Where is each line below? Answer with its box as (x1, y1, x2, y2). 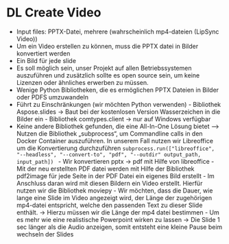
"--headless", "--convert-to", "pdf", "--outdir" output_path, (16, 151, 202, 158)
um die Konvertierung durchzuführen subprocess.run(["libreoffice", (16, 144, 215, 152)
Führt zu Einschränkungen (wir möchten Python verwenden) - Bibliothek (16, 100, 221, 108)
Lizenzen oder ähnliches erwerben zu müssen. (16, 78, 149, 86)
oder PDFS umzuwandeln (16, 93, 88, 101)
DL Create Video (6, 5, 101, 21)
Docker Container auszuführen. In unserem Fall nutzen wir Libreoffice (16, 136, 214, 145)
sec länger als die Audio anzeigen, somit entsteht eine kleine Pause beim (16, 223, 223, 231)
